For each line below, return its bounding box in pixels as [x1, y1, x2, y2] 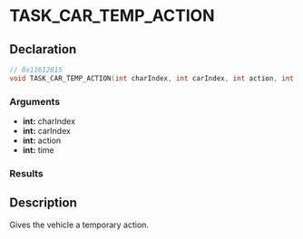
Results [9, 167, 44, 179]
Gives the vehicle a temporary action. [9, 219, 150, 230]
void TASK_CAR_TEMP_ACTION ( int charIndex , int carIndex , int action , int [9, 73, 295, 82]
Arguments [9, 95, 61, 108]
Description [9, 196, 77, 211]
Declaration [9, 42, 77, 57]
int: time [22, 145, 54, 156]
